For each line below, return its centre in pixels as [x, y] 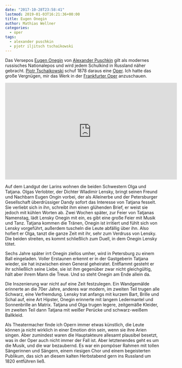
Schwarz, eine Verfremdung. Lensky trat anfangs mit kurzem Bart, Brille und [82, 294]
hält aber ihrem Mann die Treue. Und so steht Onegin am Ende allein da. [78, 274]
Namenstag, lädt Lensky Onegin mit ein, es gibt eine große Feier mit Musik [80, 218]
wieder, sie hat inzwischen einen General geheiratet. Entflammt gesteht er [80, 264]
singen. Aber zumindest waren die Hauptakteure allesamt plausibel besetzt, [81, 335]
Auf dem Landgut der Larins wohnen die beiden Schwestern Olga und [76, 186]
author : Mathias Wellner [30, 23]
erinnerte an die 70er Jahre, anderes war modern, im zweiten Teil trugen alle [82, 289]
